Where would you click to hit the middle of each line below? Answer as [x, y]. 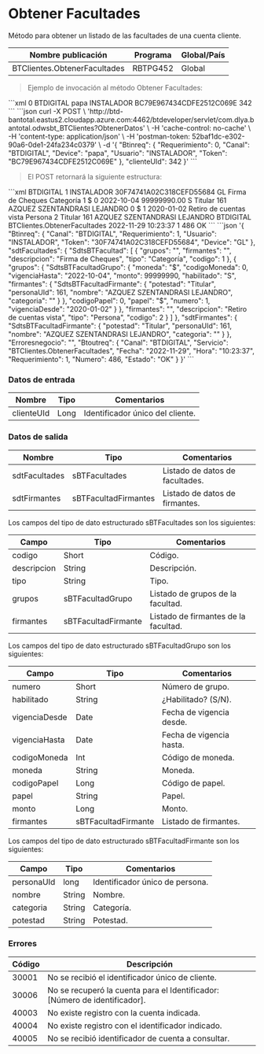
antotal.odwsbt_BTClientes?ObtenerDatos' [77, 128]
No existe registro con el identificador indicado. [135, 1026]
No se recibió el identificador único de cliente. [132, 977]
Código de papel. [194, 782]
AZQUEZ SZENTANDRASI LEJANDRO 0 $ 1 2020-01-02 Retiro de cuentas [127, 209]
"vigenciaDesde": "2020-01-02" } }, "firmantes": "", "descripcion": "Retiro [128, 309]
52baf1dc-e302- [218, 136]
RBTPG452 [153, 68]
